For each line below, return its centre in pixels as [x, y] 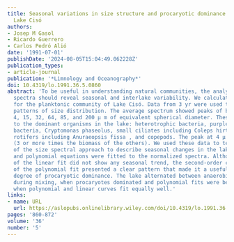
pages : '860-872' [32, 215]
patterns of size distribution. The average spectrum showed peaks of [118, 111]
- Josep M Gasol [31, 33]
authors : [20, 27]
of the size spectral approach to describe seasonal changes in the [115, 150]
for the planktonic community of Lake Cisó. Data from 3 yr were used [118, 105]
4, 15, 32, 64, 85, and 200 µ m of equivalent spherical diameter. [114, 117]
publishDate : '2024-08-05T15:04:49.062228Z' [73, 59]
